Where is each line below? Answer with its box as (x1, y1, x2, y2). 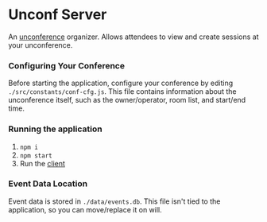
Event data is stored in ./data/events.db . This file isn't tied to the (8, 197, 221, 206)
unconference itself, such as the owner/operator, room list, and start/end (8, 95, 246, 105)
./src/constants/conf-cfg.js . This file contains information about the (8, 87, 237, 96)
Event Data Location (8, 178, 88, 189)
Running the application (8, 123, 103, 134)
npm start (19, 151, 53, 160)
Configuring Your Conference (8, 60, 126, 71)
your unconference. (8, 40, 73, 49)
